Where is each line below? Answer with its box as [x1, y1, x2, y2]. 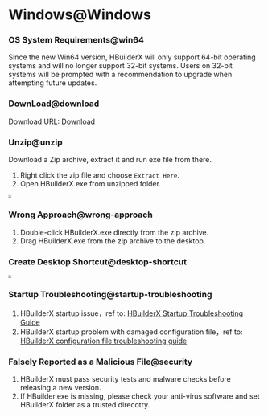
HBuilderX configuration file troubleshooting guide [19, 336, 188, 345]
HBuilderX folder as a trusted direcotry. [19, 400, 150, 410]
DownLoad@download [8, 98, 100, 109]
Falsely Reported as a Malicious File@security [8, 356, 193, 367]
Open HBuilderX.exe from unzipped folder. [19, 179, 161, 189]
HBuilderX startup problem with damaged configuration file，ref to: [19, 327, 243, 337]
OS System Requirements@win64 [8, 35, 145, 46]
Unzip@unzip [8, 137, 63, 148]
